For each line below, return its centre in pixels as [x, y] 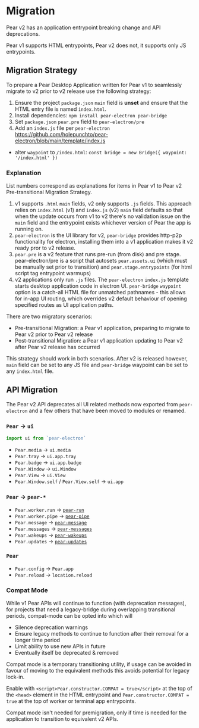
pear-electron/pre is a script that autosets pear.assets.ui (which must [101, 261]
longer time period [37, 640]
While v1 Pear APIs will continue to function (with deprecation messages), [96, 603]
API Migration [32, 390]
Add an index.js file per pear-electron [62, 128]
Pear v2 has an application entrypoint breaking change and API [83, 27]
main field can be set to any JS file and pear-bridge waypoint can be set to [97, 365]
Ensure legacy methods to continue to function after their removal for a [102, 633]
